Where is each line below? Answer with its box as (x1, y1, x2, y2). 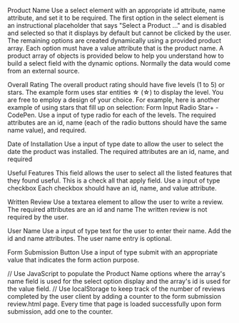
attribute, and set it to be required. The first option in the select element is (7, 14, 225, 22)
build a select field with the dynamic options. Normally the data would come (7, 59, 230, 67)
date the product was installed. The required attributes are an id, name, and (7, 148, 230, 155)
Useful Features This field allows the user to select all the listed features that (7, 169, 233, 177)
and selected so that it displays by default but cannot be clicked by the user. (7, 29, 232, 37)
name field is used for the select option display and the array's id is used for (7, 277, 231, 285)
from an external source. (7, 67, 80, 75)
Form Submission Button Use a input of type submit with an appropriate (7, 248, 218, 256)
